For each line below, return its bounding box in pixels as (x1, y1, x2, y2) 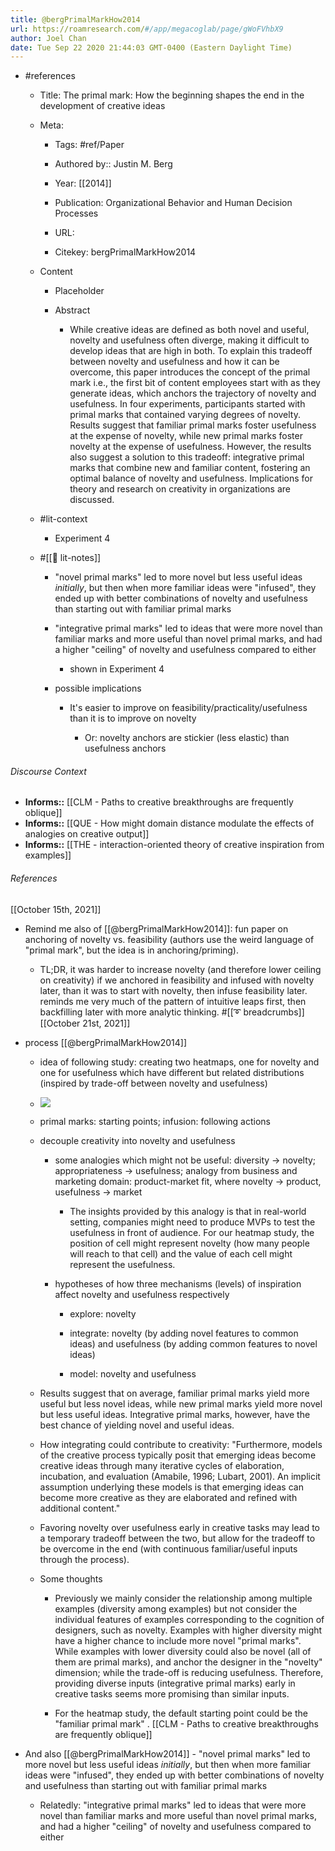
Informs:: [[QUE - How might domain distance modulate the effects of (24, 817, 315, 830)
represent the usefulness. (69, 1258, 176, 1270)
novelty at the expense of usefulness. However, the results (69, 441, 312, 453)
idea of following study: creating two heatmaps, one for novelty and (39, 1056, 320, 1068)
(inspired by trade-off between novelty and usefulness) (39, 1077, 268, 1089)
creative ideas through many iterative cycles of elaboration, (39, 1459, 285, 1471)
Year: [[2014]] (54, 177, 112, 190)
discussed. (69, 494, 115, 506)
